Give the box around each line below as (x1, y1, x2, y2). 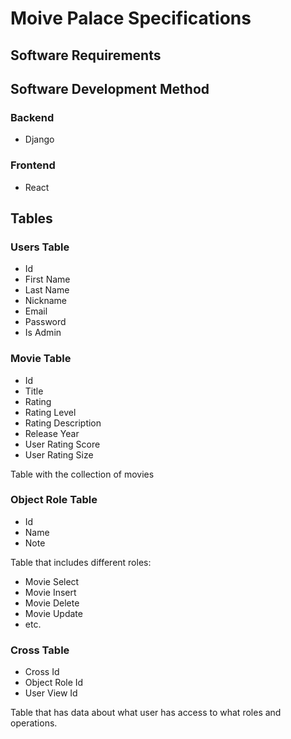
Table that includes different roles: (10, 556, 152, 568)
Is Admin (24, 327, 62, 339)
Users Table (10, 240, 70, 254)
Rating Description (24, 417, 102, 429)
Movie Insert (24, 586, 77, 598)
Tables (10, 210, 53, 227)
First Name (24, 273, 71, 286)
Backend (10, 110, 55, 124)
